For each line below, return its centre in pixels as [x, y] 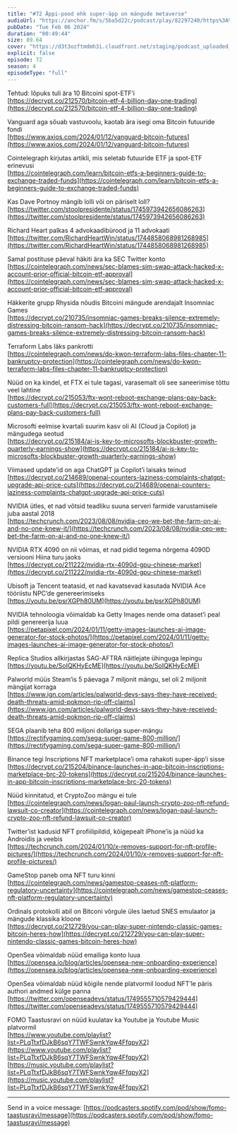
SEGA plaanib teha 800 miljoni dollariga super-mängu [85, 730]
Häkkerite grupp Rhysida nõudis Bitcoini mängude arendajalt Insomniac [111, 302]
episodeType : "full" [38, 73]
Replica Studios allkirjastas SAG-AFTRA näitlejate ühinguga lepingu [105, 658]
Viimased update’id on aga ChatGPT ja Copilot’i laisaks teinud [97, 469]
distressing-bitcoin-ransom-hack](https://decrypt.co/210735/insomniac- [113, 325]
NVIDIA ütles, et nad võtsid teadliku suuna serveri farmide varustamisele [113, 506]
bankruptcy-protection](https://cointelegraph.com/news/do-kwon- [104, 361]
